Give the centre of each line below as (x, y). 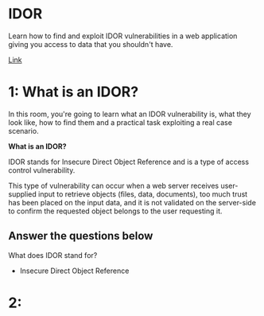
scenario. (23, 131)
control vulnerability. (42, 170)
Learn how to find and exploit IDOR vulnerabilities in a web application (123, 36)
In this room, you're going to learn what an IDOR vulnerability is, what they (130, 114)
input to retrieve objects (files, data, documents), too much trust (143, 194)
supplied (23, 194)
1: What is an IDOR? (74, 92)
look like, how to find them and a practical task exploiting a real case (120, 122)
